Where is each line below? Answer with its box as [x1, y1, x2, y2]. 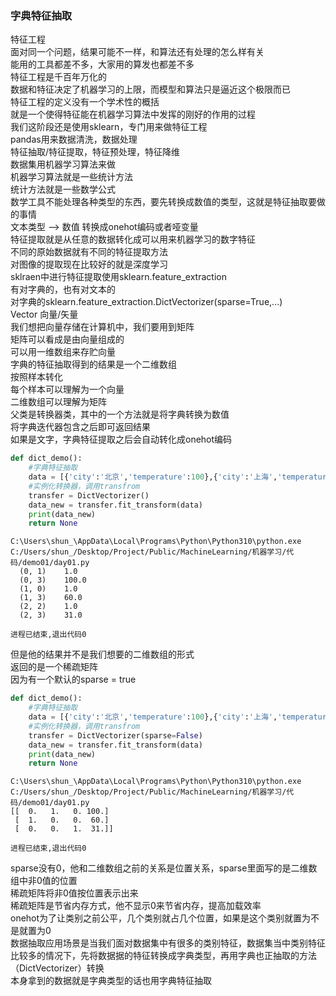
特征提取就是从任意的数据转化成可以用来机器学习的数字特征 [10, 233, 256, 246]
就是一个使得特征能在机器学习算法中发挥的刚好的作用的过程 [10, 108, 256, 121]
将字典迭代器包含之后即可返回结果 [10, 421, 151, 433]
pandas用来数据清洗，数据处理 [10, 133, 138, 146]
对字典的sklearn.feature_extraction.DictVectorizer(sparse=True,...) [10, 296, 283, 308]
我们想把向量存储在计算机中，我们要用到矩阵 [10, 321, 195, 333]
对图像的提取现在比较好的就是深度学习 [10, 258, 168, 271]
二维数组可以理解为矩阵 [10, 396, 107, 408]
